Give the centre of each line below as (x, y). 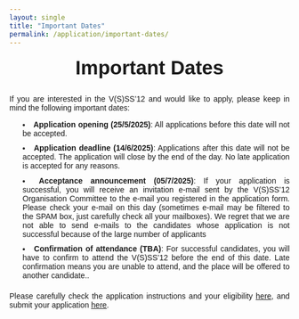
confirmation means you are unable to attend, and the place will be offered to (156, 267)
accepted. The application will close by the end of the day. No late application (156, 157)
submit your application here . (59, 305)
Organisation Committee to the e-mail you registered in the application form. (156, 198)
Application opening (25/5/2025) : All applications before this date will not (162, 124)
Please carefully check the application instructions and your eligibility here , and (149, 296)
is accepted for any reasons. (71, 166)
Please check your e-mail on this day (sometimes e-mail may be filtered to (156, 207)
